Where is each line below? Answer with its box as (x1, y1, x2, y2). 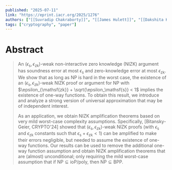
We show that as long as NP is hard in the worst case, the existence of (17, 74, 166, 80)
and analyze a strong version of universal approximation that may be (17, 97, 163, 103)
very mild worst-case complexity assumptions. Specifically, (17, 118, 143, 124)
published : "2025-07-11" (5, 7, 58, 13)
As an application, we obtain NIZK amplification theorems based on (17, 112, 160, 119)
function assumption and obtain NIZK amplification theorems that (28, 148, 165, 154)
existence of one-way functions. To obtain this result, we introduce (17, 92, 160, 98)
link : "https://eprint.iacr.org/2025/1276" (5, 12, 100, 17)
